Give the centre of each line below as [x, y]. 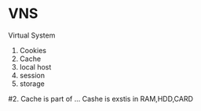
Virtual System [32, 35]
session [32, 75]
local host [35, 66]
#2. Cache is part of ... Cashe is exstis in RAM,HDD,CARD [101, 98]
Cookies [33, 50]
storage [32, 84]
